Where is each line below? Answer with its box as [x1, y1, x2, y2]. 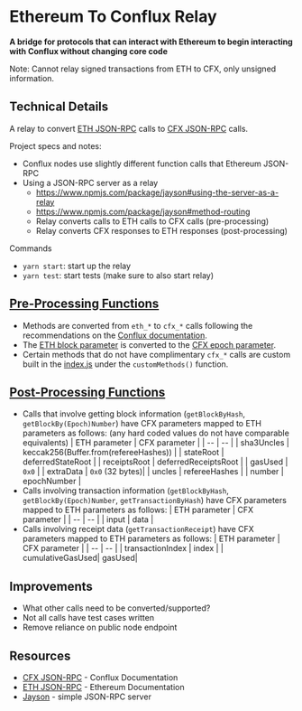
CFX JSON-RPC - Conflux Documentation [22, 672, 178, 683]
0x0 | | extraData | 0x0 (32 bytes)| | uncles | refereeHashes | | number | [22, 466, 284, 477]
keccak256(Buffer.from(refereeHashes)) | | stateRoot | [22, 447, 224, 458]
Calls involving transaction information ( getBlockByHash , [22, 485, 230, 496]
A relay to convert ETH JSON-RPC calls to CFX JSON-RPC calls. [9, 123, 249, 134]
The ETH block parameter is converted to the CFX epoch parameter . [22, 339, 277, 350]
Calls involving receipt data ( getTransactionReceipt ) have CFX [22, 524, 254, 535]
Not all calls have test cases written [22, 613, 155, 623]
